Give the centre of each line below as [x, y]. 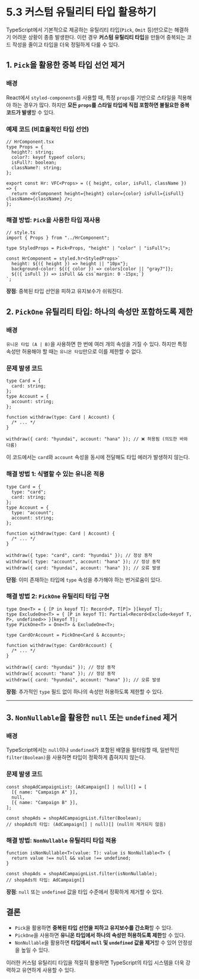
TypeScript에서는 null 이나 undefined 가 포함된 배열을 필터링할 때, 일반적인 [93, 750]
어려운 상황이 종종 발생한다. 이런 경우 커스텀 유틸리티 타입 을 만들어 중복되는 [99, 37]
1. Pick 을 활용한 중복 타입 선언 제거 [66, 65]
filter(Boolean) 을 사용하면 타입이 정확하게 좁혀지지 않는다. [76, 757]
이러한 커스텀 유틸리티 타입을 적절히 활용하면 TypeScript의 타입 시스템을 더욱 [95, 962]
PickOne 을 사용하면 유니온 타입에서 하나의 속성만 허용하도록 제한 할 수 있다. [100, 935]
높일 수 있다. [35, 950]
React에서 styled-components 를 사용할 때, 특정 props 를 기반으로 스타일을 [91, 97]
